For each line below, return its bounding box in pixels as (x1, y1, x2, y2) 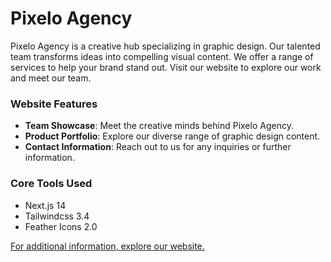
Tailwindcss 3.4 (24, 210, 90, 222)
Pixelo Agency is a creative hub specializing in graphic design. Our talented (10, 40, 321, 52)
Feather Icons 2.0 (24, 220, 98, 232)
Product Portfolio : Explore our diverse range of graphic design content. (24, 130, 321, 142)
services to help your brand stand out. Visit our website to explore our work (10, 61, 322, 73)
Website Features (10, 97, 98, 111)
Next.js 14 (24, 199, 67, 211)
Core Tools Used (10, 177, 93, 191)
